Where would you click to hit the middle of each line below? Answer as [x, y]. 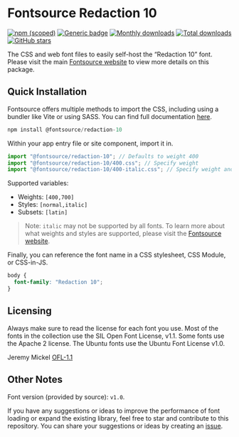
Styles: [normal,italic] [52, 205]
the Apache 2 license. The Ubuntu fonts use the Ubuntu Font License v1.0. [116, 343]
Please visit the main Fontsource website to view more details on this [108, 61]
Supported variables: [38, 183]
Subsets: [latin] [43, 212]
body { [17, 276]
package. [21, 69]
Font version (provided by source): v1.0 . [66, 396]
